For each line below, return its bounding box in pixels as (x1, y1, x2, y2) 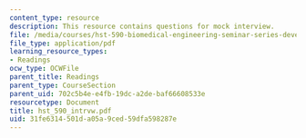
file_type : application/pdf (9, 38, 117, 48)
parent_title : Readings (9, 73, 100, 82)
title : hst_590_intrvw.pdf (9, 106, 112, 115)
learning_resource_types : (9, 47, 107, 56)
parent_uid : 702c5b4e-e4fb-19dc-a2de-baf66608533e (9, 89, 206, 98)
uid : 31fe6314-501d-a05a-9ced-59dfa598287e (9, 114, 178, 123)
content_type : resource (9, 13, 100, 23)
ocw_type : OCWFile (9, 64, 79, 74)
